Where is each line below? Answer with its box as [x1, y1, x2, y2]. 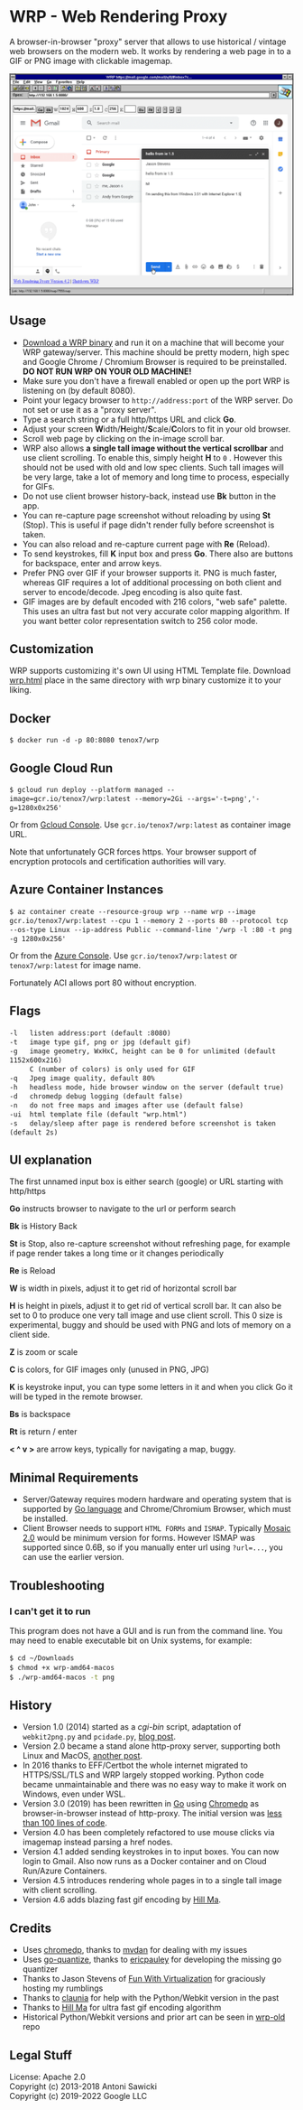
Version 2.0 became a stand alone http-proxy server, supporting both [22, 1741, 281, 1751]
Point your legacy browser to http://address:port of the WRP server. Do [22, 395, 293, 406]
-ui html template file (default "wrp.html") [9, 1109, 188, 1119]
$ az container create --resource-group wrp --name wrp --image [9, 907, 256, 916]
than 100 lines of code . [22, 1817, 108, 1828]
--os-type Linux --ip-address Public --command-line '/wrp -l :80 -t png [9, 925, 293, 934]
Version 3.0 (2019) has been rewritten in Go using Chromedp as [22, 1798, 260, 1809]
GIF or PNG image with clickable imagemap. [9, 55, 173, 66]
